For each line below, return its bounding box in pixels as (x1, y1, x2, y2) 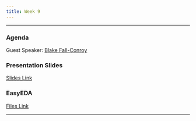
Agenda (6, 33, 29, 42)
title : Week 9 (6, 8, 41, 15)
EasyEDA (6, 89, 33, 97)
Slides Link (6, 74, 33, 82)
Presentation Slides (6, 61, 63, 69)
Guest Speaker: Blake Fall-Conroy (6, 46, 87, 53)
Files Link (6, 102, 29, 109)
